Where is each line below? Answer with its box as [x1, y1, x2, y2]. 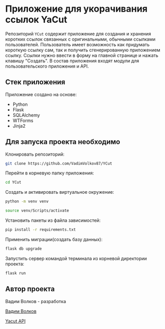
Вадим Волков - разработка [5, 298, 67, 304]
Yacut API [5, 318, 26, 324]
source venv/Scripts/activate [5, 208, 70, 214]
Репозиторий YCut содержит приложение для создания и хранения [5, 31, 151, 37]
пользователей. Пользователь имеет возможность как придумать [5, 41, 150, 47]
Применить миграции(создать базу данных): [5, 236, 103, 242]
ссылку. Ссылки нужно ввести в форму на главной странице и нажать [5, 52, 158, 58]
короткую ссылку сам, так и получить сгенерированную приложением [5, 47, 161, 53]
